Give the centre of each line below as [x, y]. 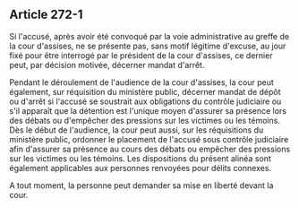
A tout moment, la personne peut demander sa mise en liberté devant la [141, 185]
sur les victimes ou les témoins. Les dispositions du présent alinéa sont [140, 158]
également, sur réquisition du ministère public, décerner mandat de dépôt [145, 91]
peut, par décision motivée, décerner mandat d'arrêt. [107, 65]
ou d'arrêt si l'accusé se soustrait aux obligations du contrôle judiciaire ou [145, 101]
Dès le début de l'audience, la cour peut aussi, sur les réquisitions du [137, 130]
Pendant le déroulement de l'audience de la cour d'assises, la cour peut [142, 82]
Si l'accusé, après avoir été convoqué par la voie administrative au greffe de [149, 36]
